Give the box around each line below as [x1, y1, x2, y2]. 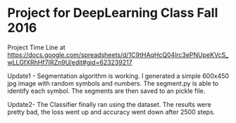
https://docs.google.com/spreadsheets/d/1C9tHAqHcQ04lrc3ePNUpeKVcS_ [7, 51, 229, 59]
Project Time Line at [7, 43, 66, 51]
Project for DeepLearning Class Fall [7, 5, 218, 21]
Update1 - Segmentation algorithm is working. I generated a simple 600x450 [7, 72, 230, 80]
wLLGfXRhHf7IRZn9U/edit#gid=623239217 [7, 58, 132, 66]
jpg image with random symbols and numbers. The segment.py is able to [7, 79, 219, 87]
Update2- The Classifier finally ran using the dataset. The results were [7, 100, 211, 108]
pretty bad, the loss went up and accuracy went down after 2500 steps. [7, 108, 216, 116]
